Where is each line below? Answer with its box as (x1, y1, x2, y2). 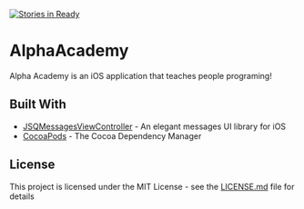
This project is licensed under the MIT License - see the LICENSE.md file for (9, 181, 295, 192)
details (9, 191, 35, 202)
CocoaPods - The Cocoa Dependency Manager (22, 130, 202, 141)
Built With (9, 96, 66, 113)
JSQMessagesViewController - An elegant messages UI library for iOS (22, 121, 287, 132)
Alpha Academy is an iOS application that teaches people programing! (9, 70, 273, 81)
